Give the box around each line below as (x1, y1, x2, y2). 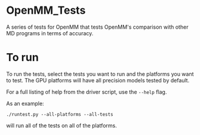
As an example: (6, 100, 44, 107)
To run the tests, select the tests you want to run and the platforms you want (6, 70, 194, 78)
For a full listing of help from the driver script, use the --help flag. (6, 88, 167, 96)
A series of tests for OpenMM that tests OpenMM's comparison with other (6, 23, 189, 30)
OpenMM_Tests (6, 4, 86, 17)
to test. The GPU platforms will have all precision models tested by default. (6, 76, 190, 84)
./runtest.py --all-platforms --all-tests (6, 111, 113, 117)
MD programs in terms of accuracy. (6, 29, 94, 36)
